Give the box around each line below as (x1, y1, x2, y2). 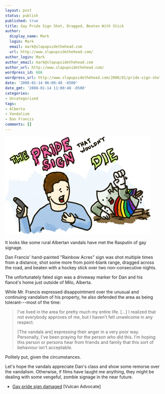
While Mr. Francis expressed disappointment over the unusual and (5, 289, 139, 295)
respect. (17, 319, 34, 325)
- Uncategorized (5, 96, 38, 101)
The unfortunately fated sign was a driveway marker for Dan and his (5, 274, 143, 280)
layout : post (5, 8, 32, 13)
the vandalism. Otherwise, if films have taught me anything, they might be (5, 368, 154, 374)
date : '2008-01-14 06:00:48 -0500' (5, 81, 78, 85)
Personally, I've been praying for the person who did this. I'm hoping (17, 334, 156, 340)
